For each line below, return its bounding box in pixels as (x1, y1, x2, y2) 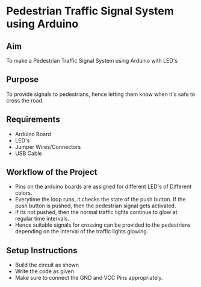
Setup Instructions (6, 245, 78, 256)
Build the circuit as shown (14, 261, 79, 269)
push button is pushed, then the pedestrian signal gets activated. (14, 202, 176, 209)
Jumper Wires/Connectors (14, 143, 81, 150)
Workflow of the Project (6, 167, 97, 177)
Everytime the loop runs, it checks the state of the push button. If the (14, 196, 186, 203)
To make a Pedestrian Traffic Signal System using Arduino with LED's (6, 57, 178, 64)
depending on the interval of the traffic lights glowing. (14, 228, 149, 235)
